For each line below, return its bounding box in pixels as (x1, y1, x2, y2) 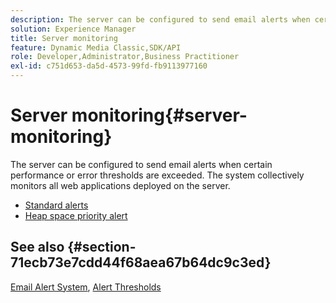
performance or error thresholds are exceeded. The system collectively (10, 169, 305, 181)
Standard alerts (24, 199, 89, 211)
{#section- (67, 239, 137, 256)
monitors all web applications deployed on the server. (10, 179, 231, 191)
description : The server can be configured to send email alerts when (10, 14, 311, 25)
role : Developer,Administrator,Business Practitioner (10, 52, 240, 62)
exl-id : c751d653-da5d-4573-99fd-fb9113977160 (10, 61, 208, 71)
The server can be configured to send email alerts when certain (10, 158, 273, 170)
